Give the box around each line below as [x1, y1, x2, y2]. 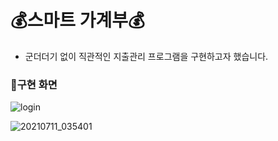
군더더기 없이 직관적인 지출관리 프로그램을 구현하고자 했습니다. [24, 50, 269, 62]
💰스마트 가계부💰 [10, 9, 145, 32]
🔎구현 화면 [10, 77, 58, 91]
